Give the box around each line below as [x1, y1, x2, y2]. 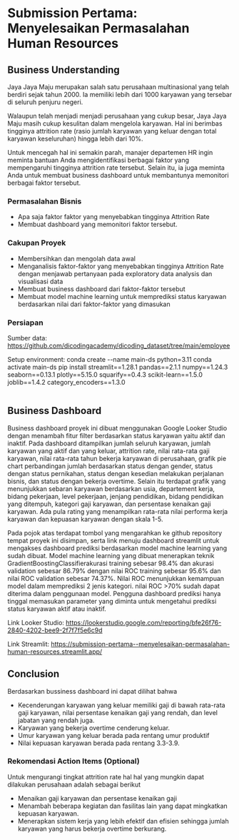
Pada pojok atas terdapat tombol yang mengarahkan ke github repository [7, 528, 223, 537]
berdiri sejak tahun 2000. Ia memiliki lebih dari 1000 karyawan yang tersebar [7, 91, 233, 98]
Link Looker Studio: [7, 618, 64, 627]
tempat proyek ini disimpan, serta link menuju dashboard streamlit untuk [7, 536, 220, 545]
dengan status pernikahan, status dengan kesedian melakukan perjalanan [7, 469, 224, 477]
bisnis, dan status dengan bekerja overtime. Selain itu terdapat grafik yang [7, 477, 226, 485]
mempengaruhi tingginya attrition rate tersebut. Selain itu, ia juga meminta [7, 163, 225, 172]
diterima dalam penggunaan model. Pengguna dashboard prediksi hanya [7, 589, 221, 597]
